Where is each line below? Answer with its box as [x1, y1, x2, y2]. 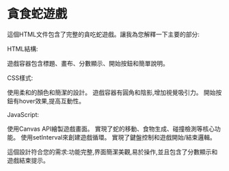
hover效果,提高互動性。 [18, 96, 85, 105]
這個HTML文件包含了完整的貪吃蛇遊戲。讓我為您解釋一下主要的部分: [7, 30, 200, 38]
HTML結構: [7, 44, 39, 53]
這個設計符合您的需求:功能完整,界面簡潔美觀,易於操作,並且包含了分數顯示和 [7, 148, 218, 156]
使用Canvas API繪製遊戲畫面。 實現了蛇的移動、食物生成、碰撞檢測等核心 [7, 124, 215, 133]
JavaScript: [7, 110, 40, 118]
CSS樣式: [7, 73, 33, 82]
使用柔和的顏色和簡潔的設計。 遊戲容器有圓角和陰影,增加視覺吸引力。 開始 [7, 88, 216, 96]
